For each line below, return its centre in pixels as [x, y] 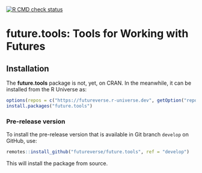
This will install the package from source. [57, 163]
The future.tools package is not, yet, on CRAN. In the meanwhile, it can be [99, 83]
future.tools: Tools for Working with [97, 34]
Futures [26, 47]
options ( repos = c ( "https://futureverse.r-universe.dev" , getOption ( [95, 100]
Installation [28, 68]
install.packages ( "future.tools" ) [50, 106]
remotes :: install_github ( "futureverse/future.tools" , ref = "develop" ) [98, 152]
